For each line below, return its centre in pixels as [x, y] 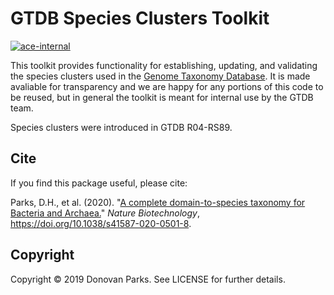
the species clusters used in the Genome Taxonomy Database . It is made [160, 76]
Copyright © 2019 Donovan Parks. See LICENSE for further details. [148, 279]
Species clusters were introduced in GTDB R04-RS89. [121, 127]
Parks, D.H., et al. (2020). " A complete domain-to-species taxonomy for [158, 202]
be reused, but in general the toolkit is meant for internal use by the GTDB [162, 97]
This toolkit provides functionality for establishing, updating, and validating [164, 65]
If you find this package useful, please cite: [99, 183]
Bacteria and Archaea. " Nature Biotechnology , [105, 213]
